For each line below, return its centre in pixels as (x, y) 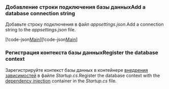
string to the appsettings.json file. (40, 30)
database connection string (40, 13)
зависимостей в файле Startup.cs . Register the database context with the (83, 75)
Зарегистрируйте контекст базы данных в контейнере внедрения (77, 70)
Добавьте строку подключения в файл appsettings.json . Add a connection (84, 24)
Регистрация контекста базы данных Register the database (82, 53)
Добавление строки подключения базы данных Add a (76, 7)
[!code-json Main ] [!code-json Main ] (41, 39)
